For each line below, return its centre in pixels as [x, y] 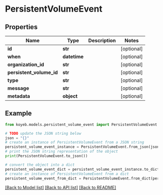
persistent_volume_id [33, 72]
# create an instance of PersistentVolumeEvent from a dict [67, 174]
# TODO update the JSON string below [43, 133]
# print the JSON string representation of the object [62, 152]
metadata [19, 96]
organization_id [26, 64]
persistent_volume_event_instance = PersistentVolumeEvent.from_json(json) [83, 147]
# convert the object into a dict [40, 165]
